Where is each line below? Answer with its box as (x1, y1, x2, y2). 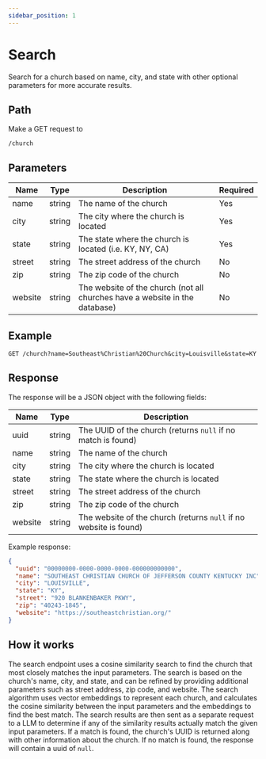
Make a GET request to (8, 124, 83, 134)
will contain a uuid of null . (8, 743, 94, 753)
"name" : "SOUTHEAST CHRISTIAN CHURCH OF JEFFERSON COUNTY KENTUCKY (15, 572, 243, 580)
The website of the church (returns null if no (78, 512, 245, 523)
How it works (8, 639, 74, 652)
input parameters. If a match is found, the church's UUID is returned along (8, 727, 250, 736)
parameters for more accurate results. (8, 80, 132, 90)
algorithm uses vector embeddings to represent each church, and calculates (8, 692, 257, 702)
